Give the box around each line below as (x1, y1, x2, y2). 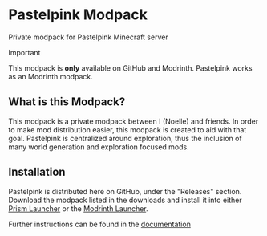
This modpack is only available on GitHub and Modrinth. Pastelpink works (8, 63, 253, 73)
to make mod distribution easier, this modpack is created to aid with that (8, 124, 247, 134)
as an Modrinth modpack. (8, 71, 94, 81)
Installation (8, 165, 66, 179)
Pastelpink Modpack (8, 6, 148, 24)
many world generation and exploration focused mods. (8, 142, 190, 152)
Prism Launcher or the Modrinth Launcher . (8, 203, 148, 214)
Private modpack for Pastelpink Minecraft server (8, 32, 168, 42)
